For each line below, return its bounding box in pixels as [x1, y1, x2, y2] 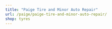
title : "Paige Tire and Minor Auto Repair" [5, 7, 98, 12]
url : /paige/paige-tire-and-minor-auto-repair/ [5, 12, 107, 17]
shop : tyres [5, 16, 30, 21]
